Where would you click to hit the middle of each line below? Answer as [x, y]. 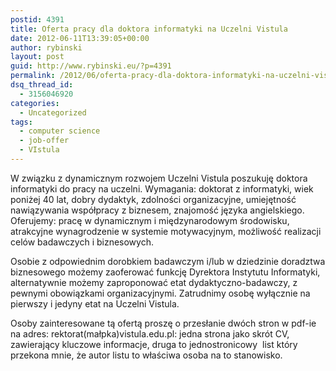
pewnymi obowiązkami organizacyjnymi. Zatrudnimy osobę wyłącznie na [160, 293]
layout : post [37, 57]
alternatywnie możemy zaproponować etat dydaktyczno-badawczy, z [154, 282]
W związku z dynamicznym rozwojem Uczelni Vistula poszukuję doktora [159, 178]
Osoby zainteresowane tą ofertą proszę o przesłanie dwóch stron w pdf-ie [163, 323]
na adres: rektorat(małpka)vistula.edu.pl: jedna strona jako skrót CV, [150, 333]
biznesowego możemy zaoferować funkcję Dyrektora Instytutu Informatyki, [165, 272]
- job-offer [44, 141]
